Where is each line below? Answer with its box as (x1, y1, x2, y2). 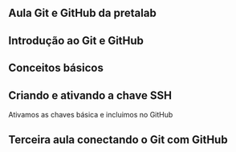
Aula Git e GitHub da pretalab (8, 6, 157, 20)
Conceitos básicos (8, 61, 104, 75)
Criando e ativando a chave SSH (8, 88, 173, 102)
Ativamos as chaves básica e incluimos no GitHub (8, 109, 173, 119)
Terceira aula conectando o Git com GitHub (8, 133, 228, 147)
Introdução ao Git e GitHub (8, 34, 144, 47)
